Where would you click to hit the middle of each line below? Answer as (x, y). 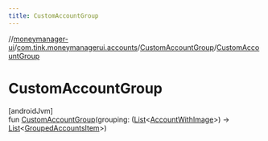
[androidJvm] (31, 110)
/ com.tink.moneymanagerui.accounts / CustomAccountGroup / (115, 47)
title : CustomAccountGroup (54, 16)
